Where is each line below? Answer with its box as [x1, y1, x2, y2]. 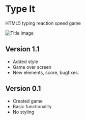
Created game [12, 98, 43, 104]
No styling [12, 109, 35, 115]
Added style [12, 58, 39, 65]
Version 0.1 [5, 84, 41, 93]
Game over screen [12, 64, 52, 70]
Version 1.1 [5, 45, 40, 54]
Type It [5, 3, 36, 15]
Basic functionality [12, 103, 52, 109]
